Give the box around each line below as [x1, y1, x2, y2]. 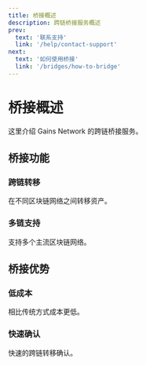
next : [8, 48, 26, 56]
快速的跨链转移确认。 [8, 348, 77, 357]
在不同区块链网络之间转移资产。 [8, 196, 111, 206]
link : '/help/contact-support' [15, 41, 118, 49]
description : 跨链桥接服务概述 [8, 19, 101, 27]
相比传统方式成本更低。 [8, 307, 84, 316]
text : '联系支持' [15, 33, 68, 42]
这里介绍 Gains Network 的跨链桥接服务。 [8, 126, 143, 136]
